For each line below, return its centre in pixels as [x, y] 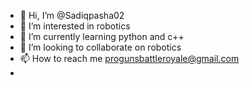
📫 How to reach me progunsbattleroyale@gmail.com [129, 58]
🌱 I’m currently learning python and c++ [102, 36]
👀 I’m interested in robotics [75, 26]
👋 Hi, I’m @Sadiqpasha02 [72, 15]
